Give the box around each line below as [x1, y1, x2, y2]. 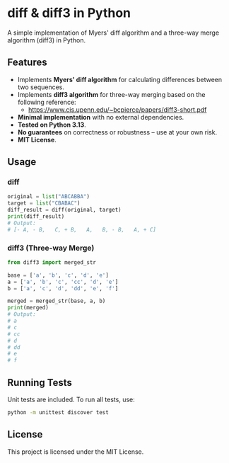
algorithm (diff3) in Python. [7, 35, 86, 44]
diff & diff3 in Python [7, 5, 131, 21]
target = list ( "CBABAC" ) [7, 200, 81, 207]
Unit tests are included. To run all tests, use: [7, 395, 136, 404]
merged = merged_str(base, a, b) [7, 297, 106, 305]
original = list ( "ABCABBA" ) [7, 193, 90, 200]
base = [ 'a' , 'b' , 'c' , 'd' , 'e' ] [7, 271, 110, 279]
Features [7, 57, 47, 69]
